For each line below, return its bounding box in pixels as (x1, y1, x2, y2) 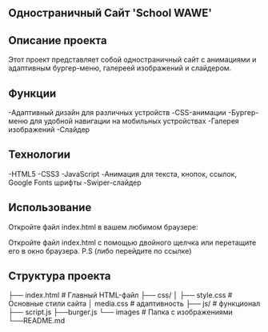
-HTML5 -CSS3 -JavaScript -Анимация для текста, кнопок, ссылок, (8, 169, 238, 178)
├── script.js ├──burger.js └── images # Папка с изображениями (8, 307, 234, 317)
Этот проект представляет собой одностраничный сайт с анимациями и (8, 55, 257, 65)
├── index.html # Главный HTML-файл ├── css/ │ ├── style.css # (8, 290, 233, 300)
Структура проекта (8, 270, 111, 283)
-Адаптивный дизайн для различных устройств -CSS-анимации (8, 108, 226, 118)
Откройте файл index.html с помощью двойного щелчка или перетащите (8, 238, 257, 247)
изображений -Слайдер (8, 125, 90, 134)
